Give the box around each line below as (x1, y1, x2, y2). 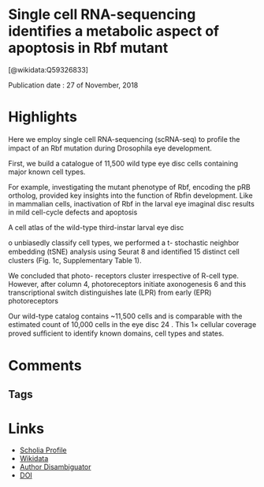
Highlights (8, 108, 77, 126)
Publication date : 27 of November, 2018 (8, 80, 139, 90)
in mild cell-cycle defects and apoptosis (8, 207, 138, 217)
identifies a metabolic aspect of (8, 22, 219, 40)
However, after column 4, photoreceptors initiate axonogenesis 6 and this (8, 279, 247, 288)
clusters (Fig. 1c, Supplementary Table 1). (8, 255, 142, 265)
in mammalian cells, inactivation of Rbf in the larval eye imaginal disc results (8, 199, 255, 208)
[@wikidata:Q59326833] (8, 65, 89, 74)
